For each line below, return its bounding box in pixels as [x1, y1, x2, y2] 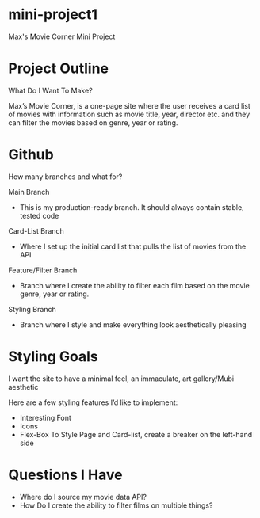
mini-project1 [8, 6, 97, 24]
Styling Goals [8, 348, 99, 365]
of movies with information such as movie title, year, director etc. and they [8, 109, 250, 119]
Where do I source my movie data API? [19, 492, 147, 501]
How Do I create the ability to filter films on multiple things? [19, 501, 213, 510]
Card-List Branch [8, 226, 65, 235]
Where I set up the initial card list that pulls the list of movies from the [19, 242, 247, 251]
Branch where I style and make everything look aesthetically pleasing [19, 319, 247, 329]
